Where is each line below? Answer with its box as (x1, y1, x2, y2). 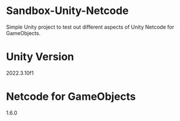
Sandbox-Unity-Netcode (6, 4, 129, 18)
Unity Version (6, 50, 74, 64)
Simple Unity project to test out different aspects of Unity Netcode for (6, 23, 175, 30)
